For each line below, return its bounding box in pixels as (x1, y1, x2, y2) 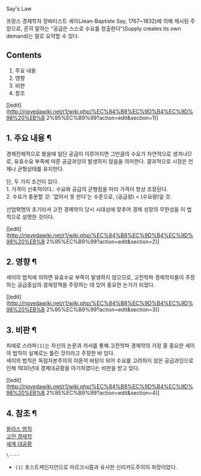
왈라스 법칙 (6, 426, 32, 433)
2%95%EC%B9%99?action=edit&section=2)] (46, 238, 160, 245)
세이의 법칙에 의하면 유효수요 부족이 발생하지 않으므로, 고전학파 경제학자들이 (6, 274, 184, 281)
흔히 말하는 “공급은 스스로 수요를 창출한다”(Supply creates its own (23, 25, 181, 32)
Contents (6, 50, 42, 61)
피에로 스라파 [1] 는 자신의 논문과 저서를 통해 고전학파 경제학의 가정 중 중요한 (6, 342, 184, 349)
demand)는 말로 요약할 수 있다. (6, 32, 80, 40)
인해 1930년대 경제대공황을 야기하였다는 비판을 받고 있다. (6, 364, 140, 372)
